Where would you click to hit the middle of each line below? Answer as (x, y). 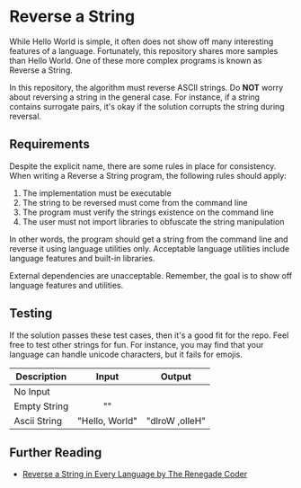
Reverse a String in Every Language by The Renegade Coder (135, 475)
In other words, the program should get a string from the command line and (149, 239)
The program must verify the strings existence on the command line (148, 212)
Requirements (49, 144)
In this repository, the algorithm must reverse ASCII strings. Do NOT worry (146, 87)
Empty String (41, 406)
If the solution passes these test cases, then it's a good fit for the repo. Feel (149, 335)
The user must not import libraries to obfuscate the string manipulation (153, 221)
